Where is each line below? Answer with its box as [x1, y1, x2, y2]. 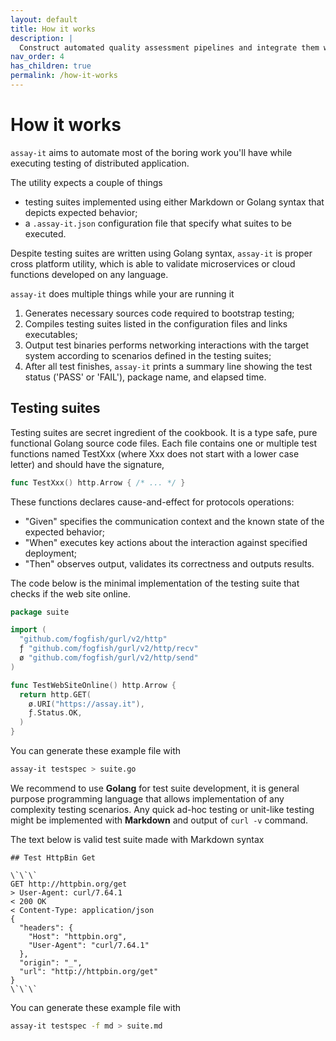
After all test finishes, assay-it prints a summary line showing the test [24, 360, 313, 372]
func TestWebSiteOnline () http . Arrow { [10, 680, 177, 690]
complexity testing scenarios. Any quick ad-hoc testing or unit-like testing [10, 803, 315, 815]
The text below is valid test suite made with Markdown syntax [10, 833, 265, 845]
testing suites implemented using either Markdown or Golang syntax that [24, 196, 325, 208]
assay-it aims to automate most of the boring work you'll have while [10, 146, 293, 158]
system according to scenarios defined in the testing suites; [24, 349, 272, 361]
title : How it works [10, 24, 97, 34]
